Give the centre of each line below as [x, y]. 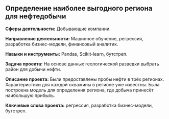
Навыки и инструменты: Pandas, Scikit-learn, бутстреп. [66, 54]
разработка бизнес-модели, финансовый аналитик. [62, 44]
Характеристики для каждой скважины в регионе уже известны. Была [82, 84]
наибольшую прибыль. [30, 95]
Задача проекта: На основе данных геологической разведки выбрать [82, 64]
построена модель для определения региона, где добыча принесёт [80, 90]
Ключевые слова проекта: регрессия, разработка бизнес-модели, [79, 105]
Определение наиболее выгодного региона [79, 8]
